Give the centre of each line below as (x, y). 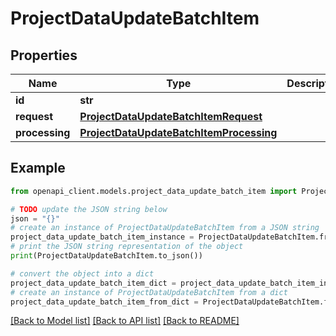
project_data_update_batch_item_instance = (102, 237)
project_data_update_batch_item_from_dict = (104, 302)
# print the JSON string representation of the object (127, 247)
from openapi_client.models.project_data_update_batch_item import (154, 191)
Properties (44, 55)
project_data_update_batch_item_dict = (93, 283)
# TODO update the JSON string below (89, 209)
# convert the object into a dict (82, 273)
